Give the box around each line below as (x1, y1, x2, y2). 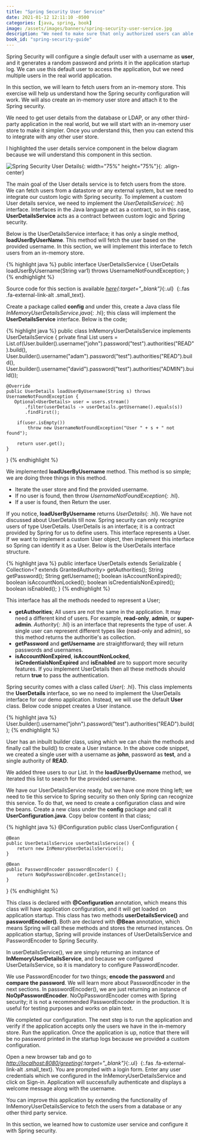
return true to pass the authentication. (14, 672, 109, 678)
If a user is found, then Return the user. (14, 499, 112, 505)
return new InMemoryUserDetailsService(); (17, 846, 124, 852)
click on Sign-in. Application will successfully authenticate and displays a (6, 1078, 186, 1086)
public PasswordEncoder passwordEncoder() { (6, 866, 119, 872)
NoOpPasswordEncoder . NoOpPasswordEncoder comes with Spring (6, 992, 177, 999)
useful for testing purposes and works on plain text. (6, 1004, 133, 1012)
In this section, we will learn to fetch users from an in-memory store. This (6, 84, 186, 90)
